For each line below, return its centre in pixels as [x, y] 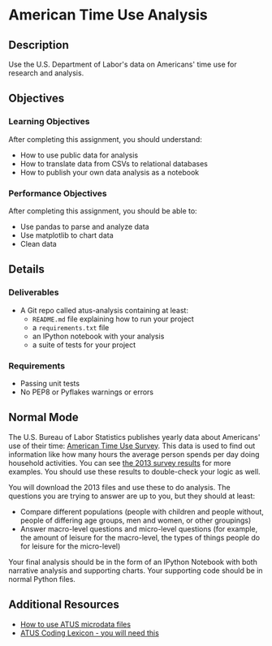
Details [26, 269]
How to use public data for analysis [79, 155]
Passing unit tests [50, 383]
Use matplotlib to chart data [67, 235]
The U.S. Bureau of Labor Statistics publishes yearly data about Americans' [134, 437]
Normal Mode [43, 418]
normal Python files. [42, 579]
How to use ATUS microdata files [76, 624]
